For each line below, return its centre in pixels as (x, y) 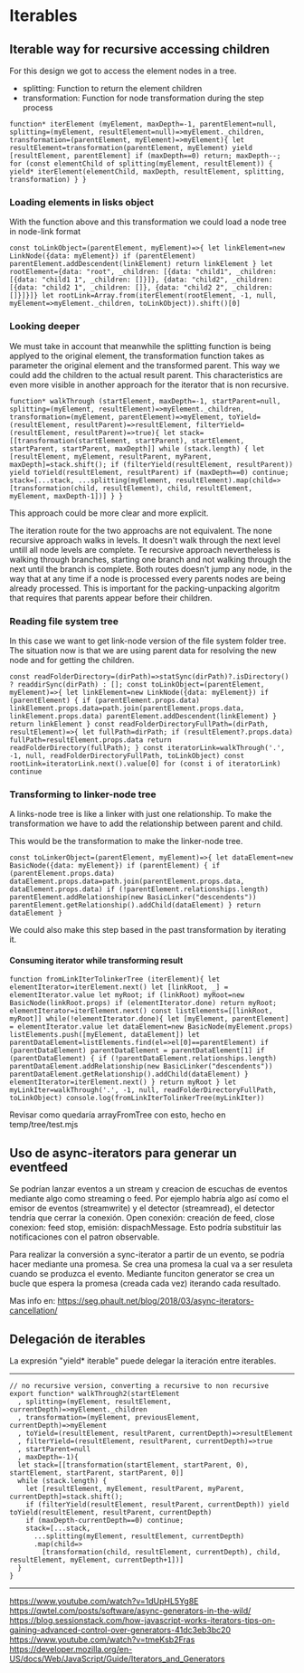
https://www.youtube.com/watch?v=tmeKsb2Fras (102, 1640)
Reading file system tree (64, 621)
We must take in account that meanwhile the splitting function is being (140, 346)
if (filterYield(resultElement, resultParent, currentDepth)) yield (157, 1505)
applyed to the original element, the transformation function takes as (137, 356)
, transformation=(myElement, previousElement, (109, 1418)
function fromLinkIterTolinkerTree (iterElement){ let (115, 979)
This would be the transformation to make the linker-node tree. (126, 841)
